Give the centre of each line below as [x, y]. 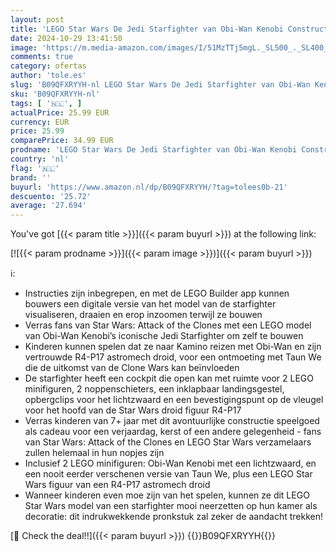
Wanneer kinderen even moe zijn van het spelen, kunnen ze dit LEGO [167, 495]
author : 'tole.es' [48, 76]
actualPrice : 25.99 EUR [60, 112]
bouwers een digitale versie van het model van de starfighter [150, 304]
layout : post [37, 19]
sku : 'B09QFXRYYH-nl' [55, 94]
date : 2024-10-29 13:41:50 [66, 38]
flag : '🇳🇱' [35, 168]
